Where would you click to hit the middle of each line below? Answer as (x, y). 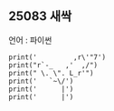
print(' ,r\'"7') (57, 57)
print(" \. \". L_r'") (51, 73)
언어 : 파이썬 (30, 40)
